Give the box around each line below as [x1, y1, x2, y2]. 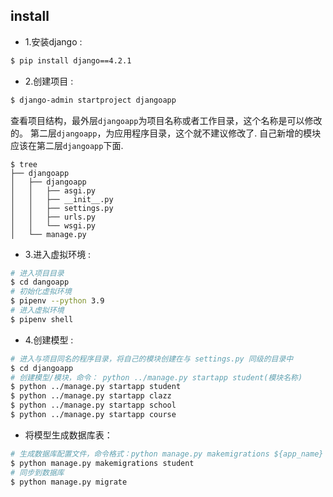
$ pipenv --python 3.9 [10, 296, 105, 306]
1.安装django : [24, 35, 83, 48]
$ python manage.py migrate [10, 477, 128, 487]
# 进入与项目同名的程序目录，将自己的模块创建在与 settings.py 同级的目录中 [10, 354, 294, 364]
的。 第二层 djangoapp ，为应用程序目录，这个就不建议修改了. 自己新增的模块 [10, 127, 322, 139]
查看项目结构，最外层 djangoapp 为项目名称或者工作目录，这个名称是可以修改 [10, 114, 323, 126]
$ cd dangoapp [10, 277, 70, 288]
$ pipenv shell [10, 314, 74, 324]
